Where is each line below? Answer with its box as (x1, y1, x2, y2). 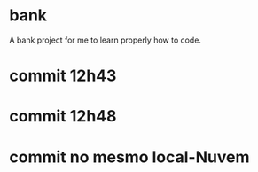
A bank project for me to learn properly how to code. (9, 35, 202, 45)
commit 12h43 (9, 66, 117, 86)
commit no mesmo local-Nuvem (9, 147, 250, 167)
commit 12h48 (9, 106, 117, 127)
